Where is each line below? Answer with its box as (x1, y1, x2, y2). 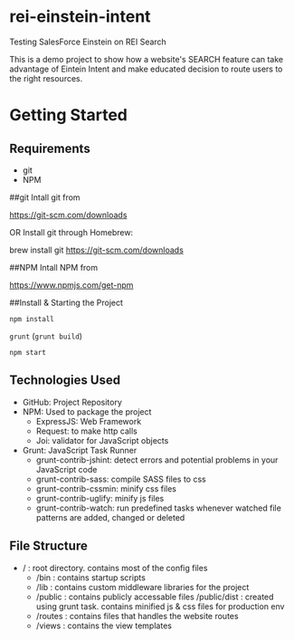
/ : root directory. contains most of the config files (22, 562, 208, 573)
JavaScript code (35, 463, 98, 474)
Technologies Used (9, 373, 120, 388)
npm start (9, 348, 47, 357)
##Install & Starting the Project (9, 297, 124, 308)
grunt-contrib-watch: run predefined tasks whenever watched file (35, 502, 282, 513)
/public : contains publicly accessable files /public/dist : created (35, 591, 274, 602)
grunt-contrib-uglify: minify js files (35, 492, 165, 503)
